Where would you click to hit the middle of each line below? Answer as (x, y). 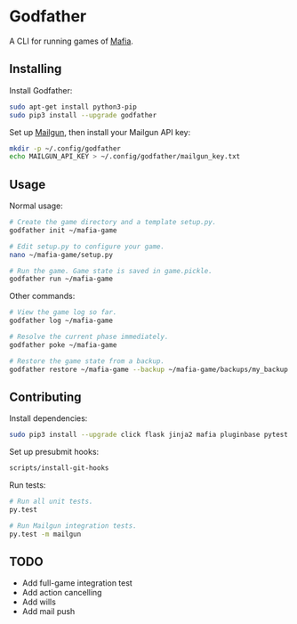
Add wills (39, 602)
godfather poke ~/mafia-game (63, 344)
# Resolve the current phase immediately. (89, 337)
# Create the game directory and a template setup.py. (113, 223)
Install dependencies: (48, 418)
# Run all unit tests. (51, 502)
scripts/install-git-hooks (59, 468)
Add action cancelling (62, 593)
